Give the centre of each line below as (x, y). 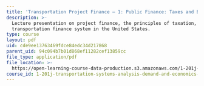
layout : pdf (21, 40)
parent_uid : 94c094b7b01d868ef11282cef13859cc (66, 51)
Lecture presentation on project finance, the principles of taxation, (104, 23)
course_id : (20, 74)
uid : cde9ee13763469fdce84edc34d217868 (57, 46)
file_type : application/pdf (42, 57)
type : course (23, 35)
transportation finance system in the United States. (81, 29)
